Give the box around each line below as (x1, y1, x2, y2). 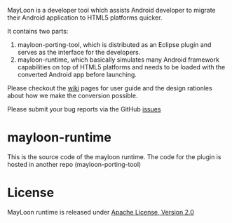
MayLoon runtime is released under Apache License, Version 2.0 (7, 208, 195, 216)
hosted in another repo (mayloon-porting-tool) (7, 160, 142, 168)
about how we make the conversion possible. (7, 91, 138, 100)
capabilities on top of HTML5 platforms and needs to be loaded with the (17, 63, 226, 71)
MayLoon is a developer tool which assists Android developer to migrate (7, 6, 216, 14)
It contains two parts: (7, 27, 69, 35)
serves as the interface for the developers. (17, 48, 141, 56)
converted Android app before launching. (17, 70, 137, 79)
